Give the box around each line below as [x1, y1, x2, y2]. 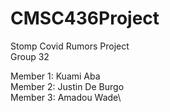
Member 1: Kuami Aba [10, 70, 101, 82]
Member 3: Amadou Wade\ [10, 91, 122, 103]
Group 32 [10, 50, 50, 62]
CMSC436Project [10, 7, 160, 30]
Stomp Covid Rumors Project [10, 40, 130, 52]
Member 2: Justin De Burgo [10, 80, 125, 92]
